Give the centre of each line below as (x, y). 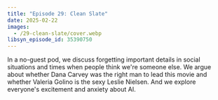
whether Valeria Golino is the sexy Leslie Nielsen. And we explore (102, 82)
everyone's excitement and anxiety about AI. (71, 90)
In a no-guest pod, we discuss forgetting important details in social (104, 59)
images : (19, 27)
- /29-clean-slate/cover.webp (57, 33)
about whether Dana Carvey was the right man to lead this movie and (107, 75)
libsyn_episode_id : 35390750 (50, 40)
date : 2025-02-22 (33, 20)
